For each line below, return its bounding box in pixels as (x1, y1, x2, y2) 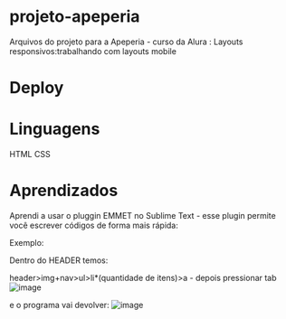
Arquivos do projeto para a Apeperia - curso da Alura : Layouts (9, 36, 243, 47)
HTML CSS (9, 149, 52, 160)
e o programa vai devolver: (9, 300, 110, 310)
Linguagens (9, 119, 100, 139)
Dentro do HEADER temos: (9, 255, 109, 266)
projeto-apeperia (9, 6, 140, 27)
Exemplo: (9, 238, 44, 248)
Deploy (9, 78, 64, 99)
